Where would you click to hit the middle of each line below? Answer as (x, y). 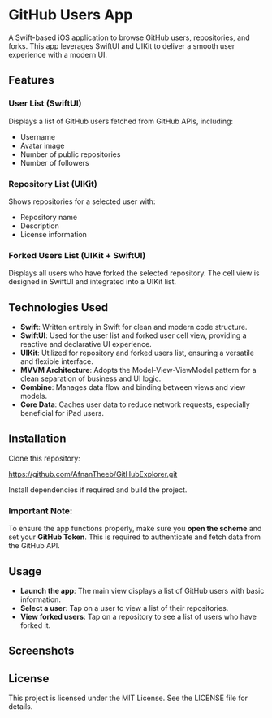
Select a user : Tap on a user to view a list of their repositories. (124, 608)
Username (37, 136)
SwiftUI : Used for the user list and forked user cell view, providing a (133, 335)
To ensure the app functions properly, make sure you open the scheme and (135, 529)
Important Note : (41, 511)
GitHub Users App (71, 15)
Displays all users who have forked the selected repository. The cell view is (134, 273)
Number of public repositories (70, 154)
